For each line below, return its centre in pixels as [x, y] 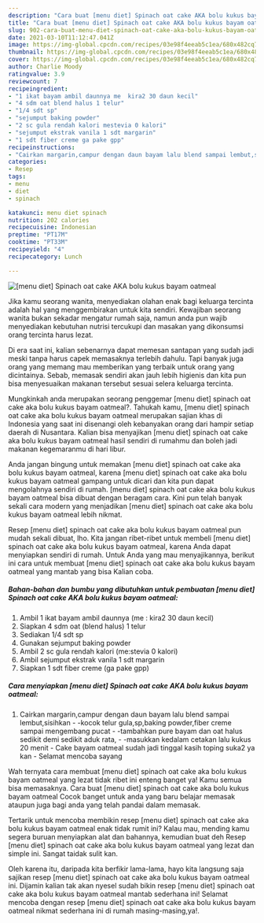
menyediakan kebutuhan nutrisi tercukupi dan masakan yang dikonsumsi [126, 326]
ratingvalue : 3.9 [37, 74]
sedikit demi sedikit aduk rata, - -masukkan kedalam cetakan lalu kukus [135, 739]
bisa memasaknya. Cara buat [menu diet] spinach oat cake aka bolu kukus [128, 788]
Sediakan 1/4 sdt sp [51, 634]
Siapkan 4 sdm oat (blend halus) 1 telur [82, 626]
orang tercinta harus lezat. [51, 335]
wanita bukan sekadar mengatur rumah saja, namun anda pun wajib [118, 318]
